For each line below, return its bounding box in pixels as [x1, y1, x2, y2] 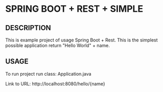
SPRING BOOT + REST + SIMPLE [5, 3, 144, 15]
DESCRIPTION [5, 24, 51, 32]
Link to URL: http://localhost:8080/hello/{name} [5, 80, 106, 87]
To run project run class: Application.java [5, 71, 91, 77]
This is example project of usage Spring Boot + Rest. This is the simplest [5, 37, 158, 43]
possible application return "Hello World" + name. [5, 42, 110, 49]
